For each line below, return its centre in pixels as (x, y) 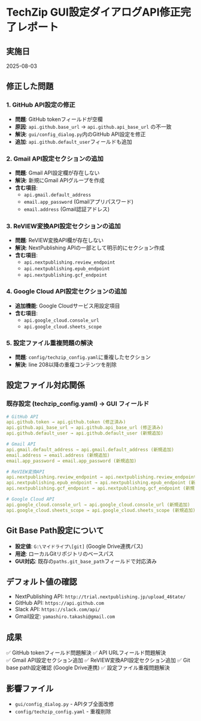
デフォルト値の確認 (42, 582)
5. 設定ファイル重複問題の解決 (50, 343)
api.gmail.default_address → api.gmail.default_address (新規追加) (90, 450)
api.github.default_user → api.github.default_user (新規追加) (85, 433)
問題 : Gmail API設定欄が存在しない (57, 173)
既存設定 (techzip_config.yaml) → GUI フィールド (78, 404)
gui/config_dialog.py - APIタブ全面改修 (64, 704)
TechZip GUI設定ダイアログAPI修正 (93, 12)
